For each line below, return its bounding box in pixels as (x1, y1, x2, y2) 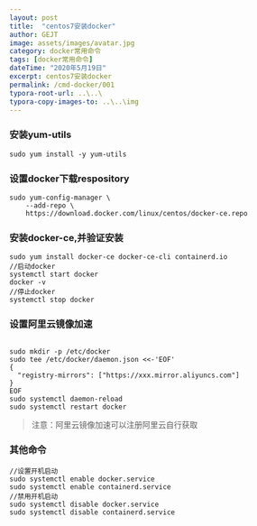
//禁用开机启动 (9, 492, 59, 501)
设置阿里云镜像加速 (9, 318, 93, 330)
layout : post (9, 13, 59, 23)
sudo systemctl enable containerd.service (9, 482, 171, 492)
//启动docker (9, 263, 56, 272)
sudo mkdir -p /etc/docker (9, 346, 111, 356)
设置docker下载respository (9, 172, 130, 185)
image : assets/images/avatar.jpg (9, 38, 135, 48)
